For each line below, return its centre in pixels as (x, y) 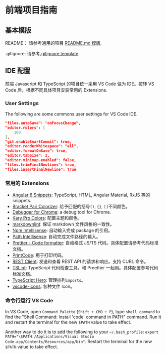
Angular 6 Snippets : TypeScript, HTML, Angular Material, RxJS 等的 (81, 195)
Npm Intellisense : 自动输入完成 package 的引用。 (62, 231)
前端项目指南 (31, 10)
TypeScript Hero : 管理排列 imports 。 (49, 280)
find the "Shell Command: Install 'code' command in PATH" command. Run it (83, 317)
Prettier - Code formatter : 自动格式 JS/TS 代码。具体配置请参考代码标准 (85, 243)
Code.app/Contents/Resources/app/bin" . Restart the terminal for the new (79, 342)
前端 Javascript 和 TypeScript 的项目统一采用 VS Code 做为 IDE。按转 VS (80, 84)
